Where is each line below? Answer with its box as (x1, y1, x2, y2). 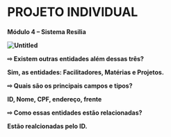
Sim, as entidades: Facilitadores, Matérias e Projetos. (7, 67, 165, 76)
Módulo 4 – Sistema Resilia (7, 27, 87, 35)
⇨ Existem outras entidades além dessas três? (7, 54, 145, 63)
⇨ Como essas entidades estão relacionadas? (7, 108, 142, 117)
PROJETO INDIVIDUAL (7, 4, 138, 20)
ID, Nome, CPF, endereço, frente (7, 95, 102, 103)
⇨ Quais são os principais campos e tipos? (7, 81, 133, 90)
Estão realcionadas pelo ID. (7, 122, 88, 130)
